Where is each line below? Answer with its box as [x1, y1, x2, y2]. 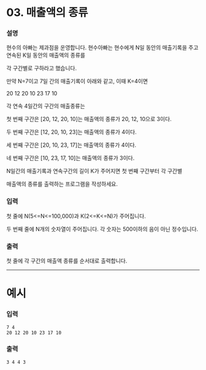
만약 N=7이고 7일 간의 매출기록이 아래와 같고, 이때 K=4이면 [6, 78, 148, 85]
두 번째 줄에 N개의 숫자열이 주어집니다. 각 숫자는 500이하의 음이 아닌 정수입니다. [6, 225, 199, 232]
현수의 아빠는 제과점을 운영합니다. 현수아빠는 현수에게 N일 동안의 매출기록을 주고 [6, 44, 199, 51]
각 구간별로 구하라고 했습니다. [6, 65, 77, 72]
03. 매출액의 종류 [6, 6, 88, 20]
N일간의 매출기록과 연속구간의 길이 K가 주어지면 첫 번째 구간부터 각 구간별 [6, 168, 183, 175]
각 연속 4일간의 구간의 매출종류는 [6, 102, 86, 110]
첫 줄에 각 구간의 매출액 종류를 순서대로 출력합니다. [6, 257, 128, 265]
